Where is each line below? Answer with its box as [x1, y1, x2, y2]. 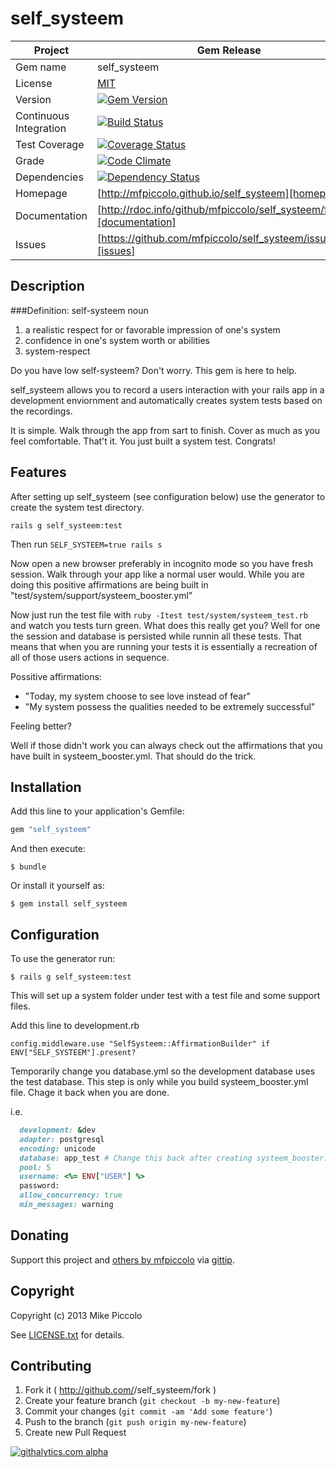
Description [10, 278, 85, 295]
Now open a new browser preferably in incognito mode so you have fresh [10, 557, 314, 569]
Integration [15, 121, 67, 135]
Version [15, 92, 52, 106]
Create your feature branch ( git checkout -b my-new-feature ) [24, 1395, 281, 1407]
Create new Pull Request [24, 1427, 127, 1439]
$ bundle [10, 862, 47, 872]
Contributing [10, 1357, 92, 1374]
